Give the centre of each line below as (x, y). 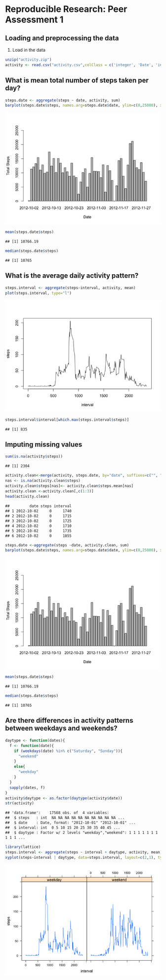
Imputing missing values (44, 444)
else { (20, 767)
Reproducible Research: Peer (66, 9)
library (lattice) (23, 847)
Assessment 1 (34, 20)
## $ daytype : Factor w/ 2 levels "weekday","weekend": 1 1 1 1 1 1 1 (82, 833)
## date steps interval (38, 506)
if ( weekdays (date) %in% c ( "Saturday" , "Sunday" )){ (68, 751)
